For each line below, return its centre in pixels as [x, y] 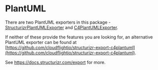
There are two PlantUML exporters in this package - [58, 22]
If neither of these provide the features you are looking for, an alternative [79, 37]
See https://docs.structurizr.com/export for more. [55, 62]
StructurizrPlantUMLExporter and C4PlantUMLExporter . [62, 27]
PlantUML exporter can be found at [41, 42]
